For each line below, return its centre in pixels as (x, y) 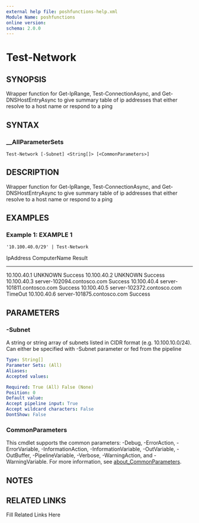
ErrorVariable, (23, 449)
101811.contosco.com (32, 288)
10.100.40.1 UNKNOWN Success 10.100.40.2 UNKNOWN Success (86, 275)
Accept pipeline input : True (42, 404)
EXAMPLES (28, 218)
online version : (26, 23)
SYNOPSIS (26, 79)
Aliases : (17, 371)
